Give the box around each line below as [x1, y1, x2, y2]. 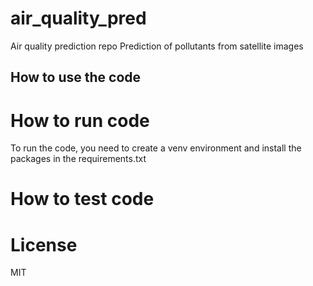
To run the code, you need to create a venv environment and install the [10, 142, 302, 154]
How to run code [10, 109, 150, 132]
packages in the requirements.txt [10, 153, 147, 165]
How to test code [10, 188, 155, 211]
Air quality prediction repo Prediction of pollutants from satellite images [10, 40, 304, 52]
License [10, 233, 78, 256]
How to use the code [10, 69, 142, 86]
